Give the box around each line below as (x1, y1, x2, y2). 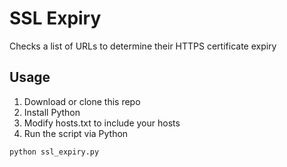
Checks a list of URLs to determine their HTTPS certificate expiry (9, 40, 277, 52)
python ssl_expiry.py (9, 147, 100, 157)
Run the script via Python (23, 127, 129, 139)
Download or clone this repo (23, 95, 141, 107)
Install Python (23, 106, 81, 118)
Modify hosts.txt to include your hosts (23, 117, 181, 129)
